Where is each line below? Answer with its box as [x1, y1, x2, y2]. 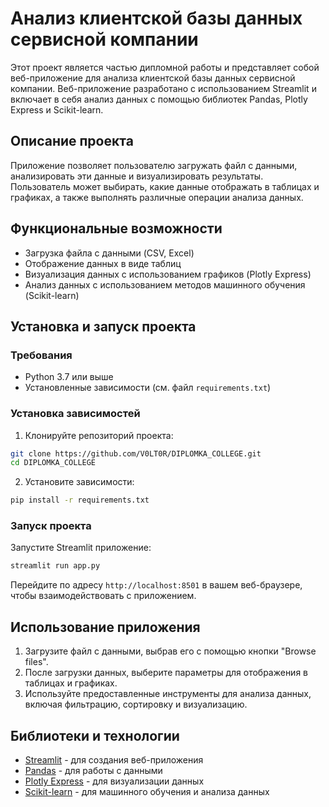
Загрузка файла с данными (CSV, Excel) [24, 247, 195, 259]
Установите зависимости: [24, 476, 135, 488]
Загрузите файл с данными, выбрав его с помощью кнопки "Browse [24, 645, 317, 657]
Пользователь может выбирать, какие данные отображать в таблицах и [10, 180, 320, 192]
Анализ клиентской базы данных [10, 7, 303, 30]
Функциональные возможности [10, 220, 223, 237]
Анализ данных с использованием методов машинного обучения [24, 278, 306, 291]
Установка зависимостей [10, 407, 141, 421]
